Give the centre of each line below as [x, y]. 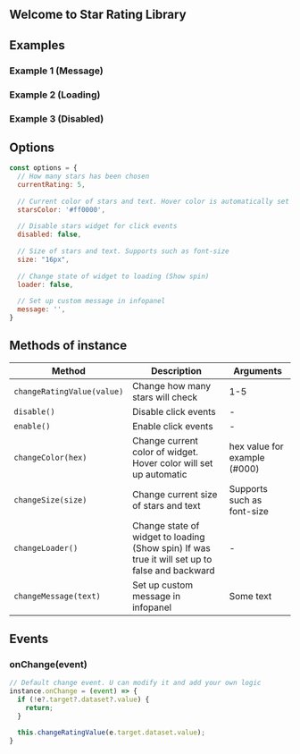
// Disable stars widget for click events [97, 226]
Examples [37, 45]
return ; [39, 708]
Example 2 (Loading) [55, 95]
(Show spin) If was [172, 547]
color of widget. [166, 452]
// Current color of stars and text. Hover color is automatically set [154, 201]
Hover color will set [173, 462]
